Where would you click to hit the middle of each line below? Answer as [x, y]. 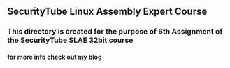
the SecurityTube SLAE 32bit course [70, 40]
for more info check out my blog [55, 57]
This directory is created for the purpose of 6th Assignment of [115, 32]
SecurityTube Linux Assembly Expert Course [107, 12]
